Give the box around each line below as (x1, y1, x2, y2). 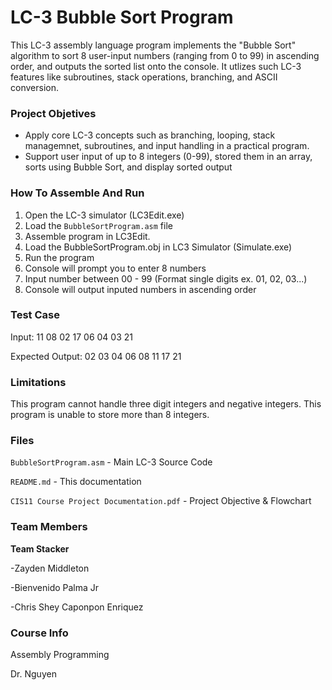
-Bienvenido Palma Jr (10, 581, 100, 593)
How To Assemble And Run (10, 186, 145, 200)
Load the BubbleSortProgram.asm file (24, 219, 173, 231)
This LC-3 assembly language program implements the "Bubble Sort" (10, 39, 297, 51)
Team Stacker (10, 542, 70, 555)
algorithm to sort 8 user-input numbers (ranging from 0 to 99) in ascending (10, 49, 320, 61)
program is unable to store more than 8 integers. (10, 409, 210, 421)
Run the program (24, 251, 95, 263)
